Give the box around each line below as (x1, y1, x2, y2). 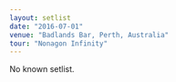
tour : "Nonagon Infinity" (9, 38, 108, 48)
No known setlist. (9, 64, 75, 75)
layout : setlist (9, 13, 71, 23)
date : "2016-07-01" (9, 22, 84, 31)
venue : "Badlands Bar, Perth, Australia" (9, 30, 170, 39)
